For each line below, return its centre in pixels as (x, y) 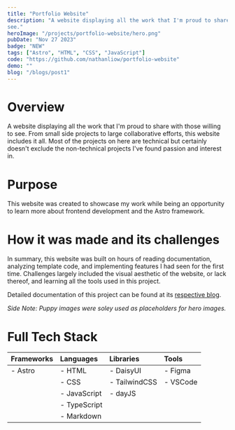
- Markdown (81, 416)
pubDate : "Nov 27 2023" (42, 40)
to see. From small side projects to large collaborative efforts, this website (114, 134)
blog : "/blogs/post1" (39, 72)
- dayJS (123, 394)
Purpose (33, 185)
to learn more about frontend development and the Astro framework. (106, 211)
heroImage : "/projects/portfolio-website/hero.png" (84, 33)
